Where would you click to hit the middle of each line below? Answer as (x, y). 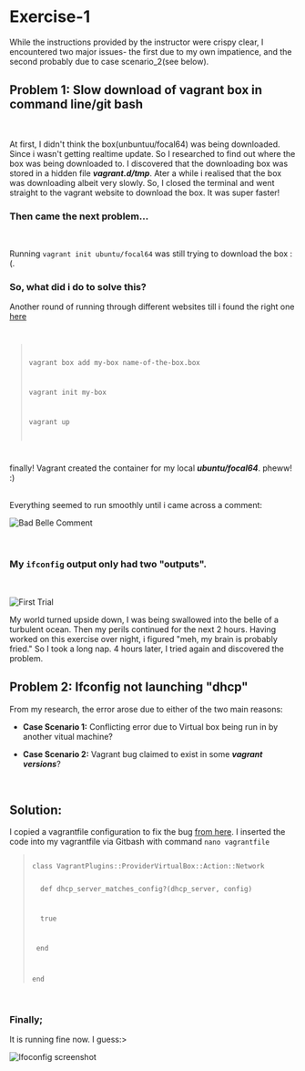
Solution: (36, 810)
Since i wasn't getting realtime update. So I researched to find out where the (152, 153)
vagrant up (49, 421)
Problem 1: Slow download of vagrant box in (136, 90)
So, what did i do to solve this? (78, 286)
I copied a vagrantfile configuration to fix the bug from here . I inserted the (147, 832)
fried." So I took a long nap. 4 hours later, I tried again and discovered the (147, 649)
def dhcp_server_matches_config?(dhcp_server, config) (147, 889)
